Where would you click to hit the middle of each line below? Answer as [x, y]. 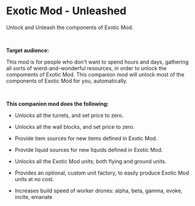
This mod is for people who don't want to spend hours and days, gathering [97, 62]
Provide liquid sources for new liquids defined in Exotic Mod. [89, 150]
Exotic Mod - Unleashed [66, 11]
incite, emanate [33, 197]
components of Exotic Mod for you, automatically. [67, 81]
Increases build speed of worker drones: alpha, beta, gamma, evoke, [98, 191]
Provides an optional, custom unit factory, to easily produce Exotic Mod [102, 173]
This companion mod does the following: [57, 104]
